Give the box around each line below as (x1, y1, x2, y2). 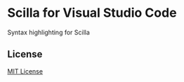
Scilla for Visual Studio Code (7, 5, 177, 21)
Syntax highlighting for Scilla (7, 28, 90, 36)
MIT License (7, 67, 44, 75)
